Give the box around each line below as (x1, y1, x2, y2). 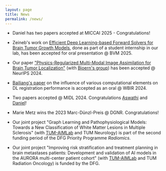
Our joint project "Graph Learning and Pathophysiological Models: (12, 119, 147, 125)
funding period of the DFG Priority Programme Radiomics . (12, 135, 131, 141)
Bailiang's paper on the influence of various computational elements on (12, 80, 159, 86)
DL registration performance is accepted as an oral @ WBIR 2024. (12, 85, 147, 91)
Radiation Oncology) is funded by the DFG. (12, 161, 100, 167)
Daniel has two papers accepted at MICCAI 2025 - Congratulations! (12, 30, 150, 36)
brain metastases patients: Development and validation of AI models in (12, 150, 157, 156)
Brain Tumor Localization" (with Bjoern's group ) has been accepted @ (12, 65, 156, 71)
